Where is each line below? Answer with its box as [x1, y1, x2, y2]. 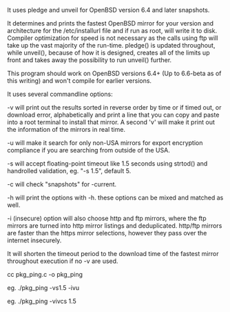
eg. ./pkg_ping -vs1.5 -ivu [7, 284, 80, 292]
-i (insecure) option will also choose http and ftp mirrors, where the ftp [7, 214, 207, 222]
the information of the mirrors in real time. [7, 126, 126, 133]
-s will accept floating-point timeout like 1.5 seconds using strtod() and [7, 159, 208, 168]
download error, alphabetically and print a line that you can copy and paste [7, 110, 220, 119]
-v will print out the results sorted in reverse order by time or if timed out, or [7, 104, 222, 111]
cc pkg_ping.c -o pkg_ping [7, 271, 83, 278]
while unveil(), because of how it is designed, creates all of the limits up [7, 48, 210, 57]
